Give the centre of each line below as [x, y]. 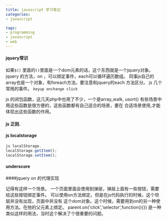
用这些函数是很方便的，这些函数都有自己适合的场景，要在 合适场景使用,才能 [83, 106]
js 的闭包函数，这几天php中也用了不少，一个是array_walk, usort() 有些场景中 [84, 99]
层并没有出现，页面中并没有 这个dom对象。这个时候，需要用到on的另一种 [81, 201]
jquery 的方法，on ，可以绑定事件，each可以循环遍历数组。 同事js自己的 [80, 76]
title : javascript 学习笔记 [33, 10]
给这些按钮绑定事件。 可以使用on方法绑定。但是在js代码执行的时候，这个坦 [83, 195]
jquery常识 [17, 58]
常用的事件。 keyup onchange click [42, 89]
